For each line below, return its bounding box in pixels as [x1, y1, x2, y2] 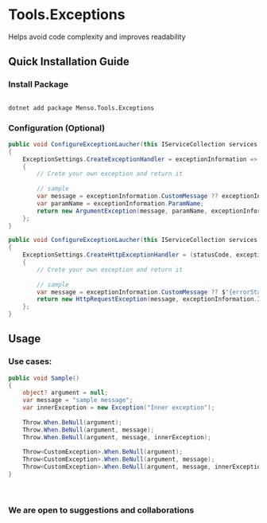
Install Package [8, 79, 69, 90]
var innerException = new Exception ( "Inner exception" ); [22, 404, 215, 412]
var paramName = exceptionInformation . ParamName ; [37, 199, 204, 208]
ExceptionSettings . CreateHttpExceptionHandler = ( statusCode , [22, 251, 233, 260]
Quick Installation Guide [8, 55, 130, 68]
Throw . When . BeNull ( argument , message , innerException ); [22, 433, 212, 441]
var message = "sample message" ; [22, 396, 133, 404]
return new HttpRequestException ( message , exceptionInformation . [37, 295, 258, 303]
